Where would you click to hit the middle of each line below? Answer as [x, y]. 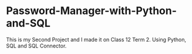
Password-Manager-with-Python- [92, 11]
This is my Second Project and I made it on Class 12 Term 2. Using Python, [96, 39]
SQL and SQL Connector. [36, 46]
